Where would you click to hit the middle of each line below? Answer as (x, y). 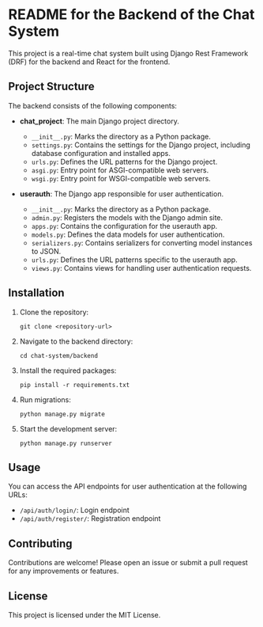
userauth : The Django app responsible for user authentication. (121, 194)
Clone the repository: (54, 312)
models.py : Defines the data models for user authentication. (128, 234)
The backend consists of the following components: (93, 105)
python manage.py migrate (62, 414)
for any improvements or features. (64, 571)
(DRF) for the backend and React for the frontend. (89, 62)
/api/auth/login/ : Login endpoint (75, 510)
